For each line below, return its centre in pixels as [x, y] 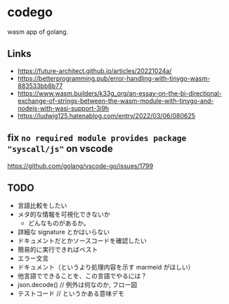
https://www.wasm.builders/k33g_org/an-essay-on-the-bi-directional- [120, 93]
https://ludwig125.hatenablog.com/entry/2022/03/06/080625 [106, 115]
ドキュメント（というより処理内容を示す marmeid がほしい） [106, 267]
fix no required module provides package [97, 138]
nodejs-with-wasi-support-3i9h [63, 108]
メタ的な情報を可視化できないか [64, 215]
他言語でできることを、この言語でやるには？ [82, 276]
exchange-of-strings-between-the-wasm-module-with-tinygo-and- [116, 101]
